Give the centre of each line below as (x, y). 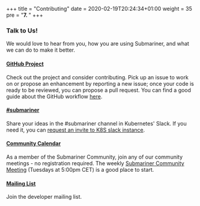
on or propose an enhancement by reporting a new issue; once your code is (100, 83)
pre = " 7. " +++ (25, 15)
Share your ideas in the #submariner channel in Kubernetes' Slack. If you (97, 123)
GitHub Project (25, 64)
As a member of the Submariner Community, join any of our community (95, 157)
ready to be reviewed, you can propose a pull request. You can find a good (98, 90)
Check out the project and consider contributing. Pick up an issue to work (98, 77)
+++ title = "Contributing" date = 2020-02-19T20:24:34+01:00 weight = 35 (99, 9)
